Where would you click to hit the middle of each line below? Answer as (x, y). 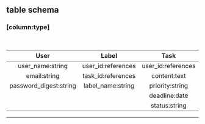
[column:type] (28, 27)
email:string (43, 75)
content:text (169, 75)
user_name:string (43, 66)
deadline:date (169, 95)
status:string (169, 105)
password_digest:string (43, 86)
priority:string (169, 86)
